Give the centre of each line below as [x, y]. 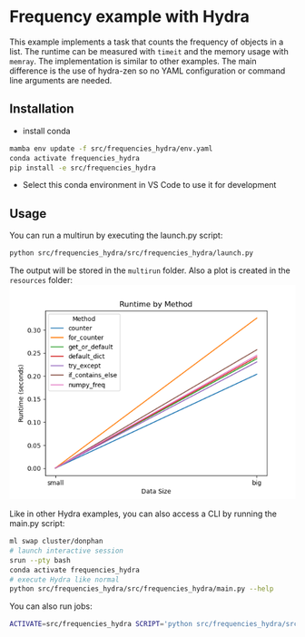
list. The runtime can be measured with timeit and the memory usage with [149, 51]
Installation [42, 109]
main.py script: [37, 524]
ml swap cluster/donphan [56, 542]
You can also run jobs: [51, 606]
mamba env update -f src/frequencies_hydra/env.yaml [111, 148]
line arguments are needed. [61, 80]
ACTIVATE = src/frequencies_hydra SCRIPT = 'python [101, 624]
